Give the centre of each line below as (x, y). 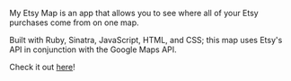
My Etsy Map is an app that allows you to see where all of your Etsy (134, 13)
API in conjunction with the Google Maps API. (93, 49)
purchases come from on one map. (74, 22)
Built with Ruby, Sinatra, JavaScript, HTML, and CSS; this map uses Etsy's (146, 40)
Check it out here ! (43, 67)
